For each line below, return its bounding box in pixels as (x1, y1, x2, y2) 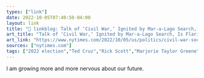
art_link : (6, 37, 32, 43)
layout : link (6, 20, 39, 26)
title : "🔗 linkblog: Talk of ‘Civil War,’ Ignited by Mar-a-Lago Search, (6, 25, 197, 32)
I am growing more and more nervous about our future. (6, 65, 144, 72)
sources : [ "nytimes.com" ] (6, 43, 72, 49)
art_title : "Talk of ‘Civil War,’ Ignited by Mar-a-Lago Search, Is (6, 31, 183, 37)
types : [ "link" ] (6, 8, 47, 15)
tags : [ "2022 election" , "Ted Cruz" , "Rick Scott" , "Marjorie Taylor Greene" (6, 48, 200, 54)
